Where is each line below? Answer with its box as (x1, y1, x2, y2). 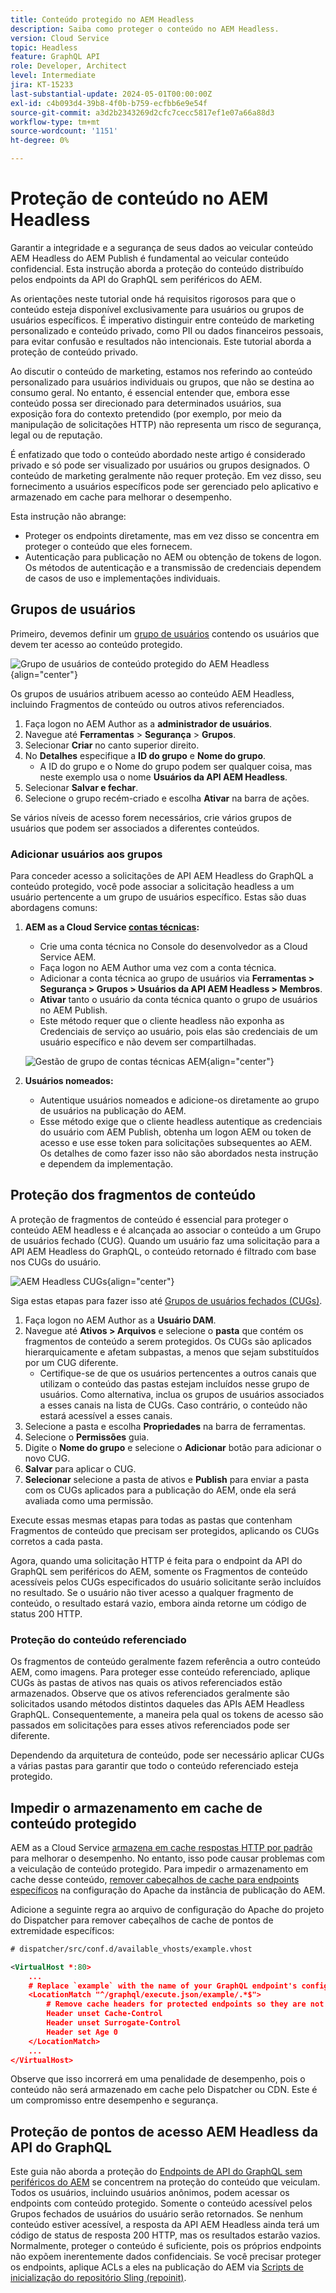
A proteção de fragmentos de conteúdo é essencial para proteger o (10, 1213, 289, 1225)
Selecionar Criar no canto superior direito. (24, 739, 200, 751)
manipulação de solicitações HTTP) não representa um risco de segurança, (10, 418, 322, 430)
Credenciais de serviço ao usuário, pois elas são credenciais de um (39, 1026, 318, 1038)
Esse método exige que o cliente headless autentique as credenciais (39, 1116, 323, 1128)
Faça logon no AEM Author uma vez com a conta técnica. (39, 962, 277, 974)
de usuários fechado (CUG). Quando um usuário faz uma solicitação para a (10, 1234, 320, 1246)
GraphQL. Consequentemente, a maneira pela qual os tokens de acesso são (10, 1709, 324, 1721)
